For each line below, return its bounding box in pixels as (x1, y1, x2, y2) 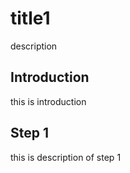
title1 (10, 7, 51, 30)
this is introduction (10, 95, 87, 107)
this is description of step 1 (10, 151, 122, 163)
